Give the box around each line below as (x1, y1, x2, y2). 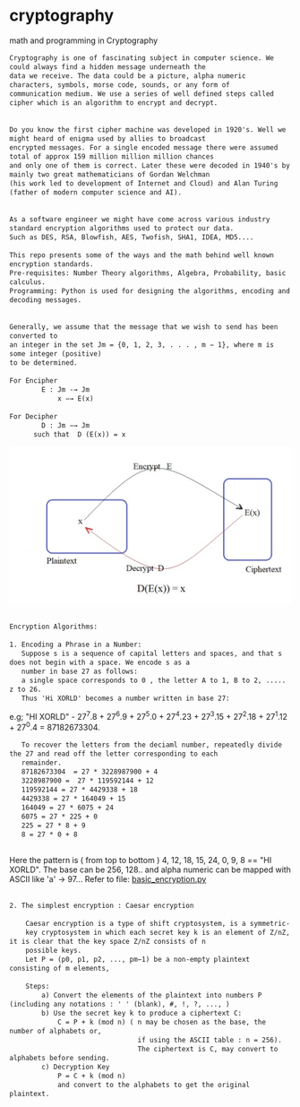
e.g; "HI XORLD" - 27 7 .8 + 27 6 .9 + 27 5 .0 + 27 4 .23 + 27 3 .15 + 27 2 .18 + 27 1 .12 (9, 709, 288, 722)
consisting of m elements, (9, 964, 110, 973)
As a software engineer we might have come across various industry (9, 214, 270, 224)
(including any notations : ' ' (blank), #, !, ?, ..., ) (9, 999, 230, 1008)
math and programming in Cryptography (9, 35, 159, 46)
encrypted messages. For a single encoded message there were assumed (9, 143, 279, 152)
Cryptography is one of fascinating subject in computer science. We (9, 53, 275, 63)
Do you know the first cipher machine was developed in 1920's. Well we (9, 125, 287, 134)
